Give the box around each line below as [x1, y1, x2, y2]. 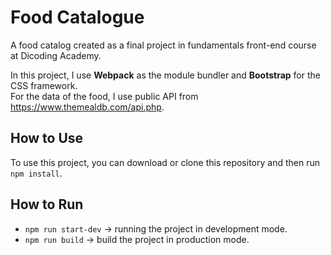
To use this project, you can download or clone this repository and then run [10, 156, 320, 168]
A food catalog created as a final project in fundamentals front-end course [10, 39, 317, 51]
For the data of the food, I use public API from [10, 90, 199, 102]
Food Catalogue [10, 6, 145, 29]
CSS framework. [10, 79, 78, 91]
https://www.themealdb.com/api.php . [10, 101, 165, 113]
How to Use [10, 130, 84, 147]
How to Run [10, 196, 84, 213]
